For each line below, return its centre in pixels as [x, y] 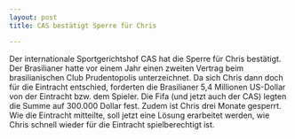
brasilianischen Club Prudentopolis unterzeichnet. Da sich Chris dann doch [147, 77]
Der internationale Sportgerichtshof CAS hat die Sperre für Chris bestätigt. [145, 58]
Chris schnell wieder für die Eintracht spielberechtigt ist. [112, 124]
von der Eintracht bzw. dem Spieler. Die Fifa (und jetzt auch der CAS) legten [148, 96]
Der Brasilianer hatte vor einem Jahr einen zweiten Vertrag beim [127, 68]
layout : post [33, 17]
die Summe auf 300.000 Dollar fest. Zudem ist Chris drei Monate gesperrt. [145, 105]
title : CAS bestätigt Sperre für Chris [83, 26]
